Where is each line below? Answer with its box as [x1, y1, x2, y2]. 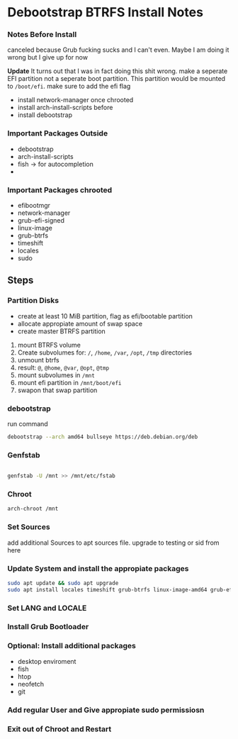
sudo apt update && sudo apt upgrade [7, 579, 119, 587]
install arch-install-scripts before [17, 104, 113, 112]
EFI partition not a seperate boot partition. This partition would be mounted [7, 74, 225, 83]
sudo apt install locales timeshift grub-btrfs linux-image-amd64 [7, 586, 208, 593]
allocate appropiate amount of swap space [17, 319, 143, 328]
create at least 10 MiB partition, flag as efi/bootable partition [17, 311, 193, 320]
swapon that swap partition [17, 386, 98, 394]
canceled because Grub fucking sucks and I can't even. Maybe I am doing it [7, 45, 229, 54]
